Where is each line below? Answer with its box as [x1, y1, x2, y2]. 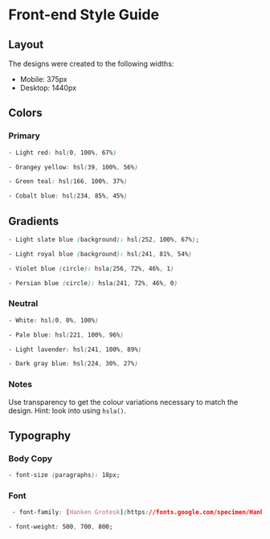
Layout [8, 38, 44, 51]
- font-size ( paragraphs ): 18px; [8, 472, 121, 480]
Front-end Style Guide [8, 6, 159, 24]
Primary [8, 130, 40, 141]
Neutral [8, 298, 39, 309]
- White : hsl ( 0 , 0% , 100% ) [8, 316, 99, 325]
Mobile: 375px [19, 75, 67, 84]
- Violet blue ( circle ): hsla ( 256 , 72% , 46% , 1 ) [8, 264, 174, 272]
